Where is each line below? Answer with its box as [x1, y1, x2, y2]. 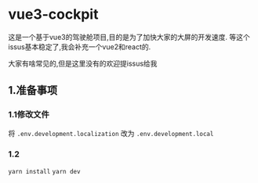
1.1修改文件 [8, 109, 49, 120]
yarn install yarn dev [8, 167, 81, 175]
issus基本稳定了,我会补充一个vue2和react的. [8, 41, 151, 52]
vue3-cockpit [8, 5, 99, 23]
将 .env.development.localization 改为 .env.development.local [8, 128, 214, 138]
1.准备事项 [8, 84, 58, 97]
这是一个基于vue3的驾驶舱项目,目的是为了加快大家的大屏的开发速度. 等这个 [8, 32, 250, 41]
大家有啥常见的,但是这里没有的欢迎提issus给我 [8, 59, 158, 68]
